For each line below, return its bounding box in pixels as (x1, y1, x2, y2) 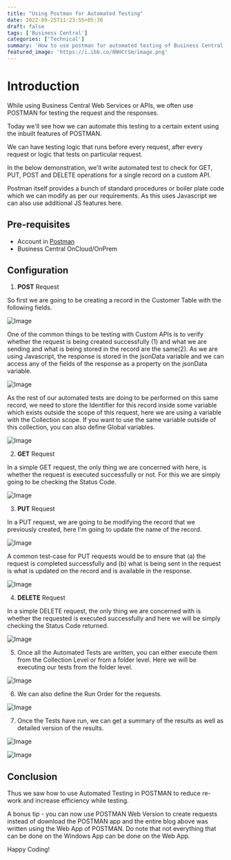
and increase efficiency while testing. (23, 796, 129, 805)
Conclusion (7, 771, 58, 783)
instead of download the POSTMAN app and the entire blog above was (7, 817, 208, 825)
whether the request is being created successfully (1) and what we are (7, 338, 207, 346)
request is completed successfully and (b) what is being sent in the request (7, 560, 221, 568)
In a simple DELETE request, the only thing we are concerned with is (7, 607, 201, 615)
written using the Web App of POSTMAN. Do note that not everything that (7, 825, 217, 833)
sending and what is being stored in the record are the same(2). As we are (7, 345, 219, 353)
